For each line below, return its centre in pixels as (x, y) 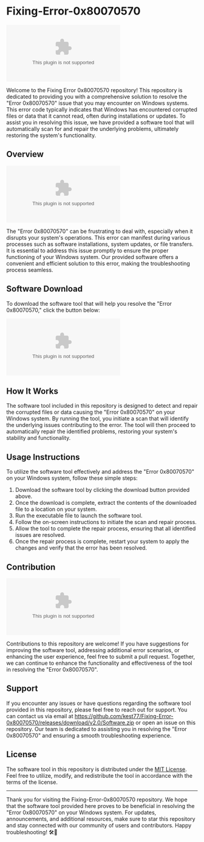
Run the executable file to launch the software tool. (79, 516)
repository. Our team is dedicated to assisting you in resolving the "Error (97, 729)
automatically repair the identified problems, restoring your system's (92, 431)
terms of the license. (32, 782)
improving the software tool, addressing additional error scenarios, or (93, 650)
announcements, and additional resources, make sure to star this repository (101, 819)
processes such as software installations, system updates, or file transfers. (100, 244)
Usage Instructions (43, 457)
